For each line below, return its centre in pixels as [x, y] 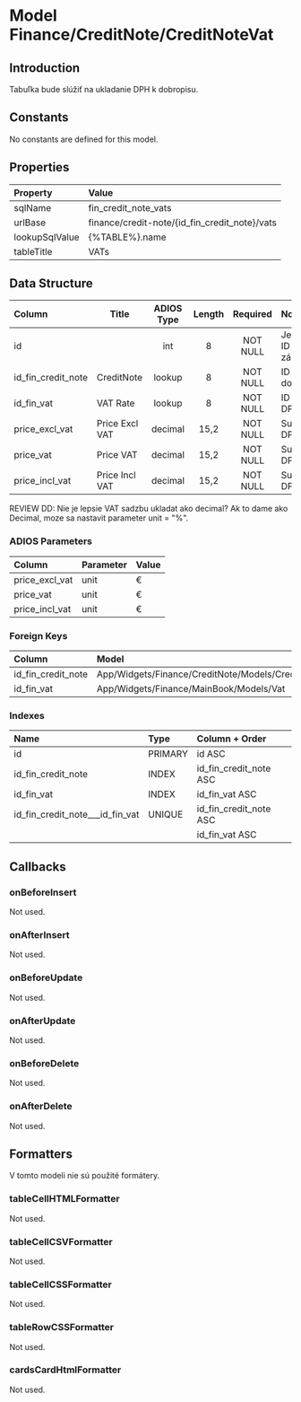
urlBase [30, 223]
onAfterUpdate [43, 1021]
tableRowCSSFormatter [62, 1328]
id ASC [211, 754]
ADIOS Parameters [51, 541]
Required [253, 314]
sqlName [33, 207]
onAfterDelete [41, 1107]
